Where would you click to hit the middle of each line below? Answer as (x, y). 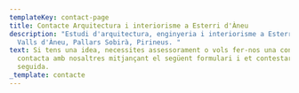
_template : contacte (48, 75)
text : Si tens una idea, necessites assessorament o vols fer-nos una (143, 50)
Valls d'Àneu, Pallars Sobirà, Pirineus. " (99, 42)
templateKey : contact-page (59, 17)
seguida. (33, 67)
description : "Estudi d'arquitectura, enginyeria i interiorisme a (137, 34)
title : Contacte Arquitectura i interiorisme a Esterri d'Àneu (129, 26)
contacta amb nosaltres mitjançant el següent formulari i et (135, 58)
